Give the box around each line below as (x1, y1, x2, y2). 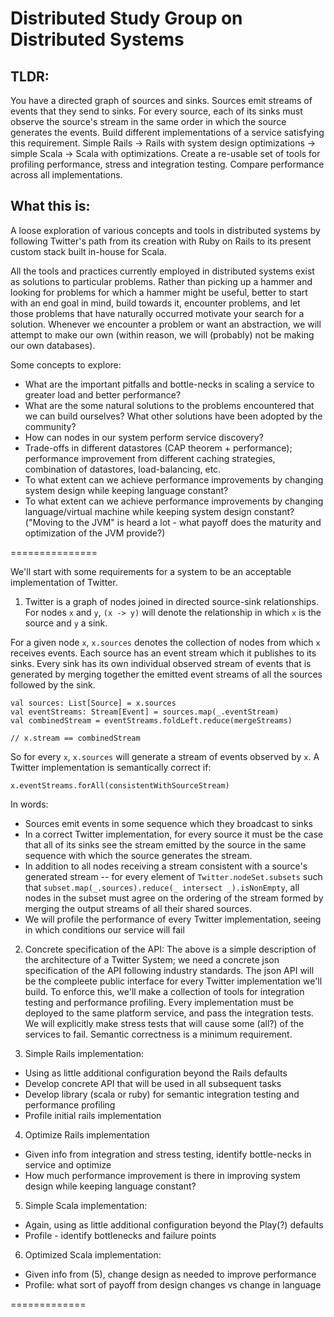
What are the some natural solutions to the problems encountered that (24, 399, 315, 411)
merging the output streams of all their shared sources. (24, 902, 253, 914)
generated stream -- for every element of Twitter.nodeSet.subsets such (24, 870, 323, 882)
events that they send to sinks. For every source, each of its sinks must (10, 105, 303, 117)
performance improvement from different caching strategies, (24, 452, 276, 464)
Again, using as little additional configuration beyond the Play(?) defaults (24, 1218, 324, 1231)
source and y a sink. (24, 617, 108, 629)
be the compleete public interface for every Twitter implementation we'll (24, 975, 323, 987)
